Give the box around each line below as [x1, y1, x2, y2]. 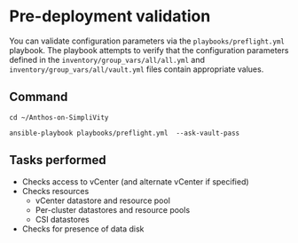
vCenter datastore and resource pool [35, 195, 171, 206]
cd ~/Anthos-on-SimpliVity [9, 113, 109, 121]
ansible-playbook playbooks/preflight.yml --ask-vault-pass [9, 129, 240, 137]
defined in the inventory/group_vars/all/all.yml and [9, 54, 206, 65]
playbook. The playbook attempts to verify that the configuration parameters [9, 44, 289, 55]
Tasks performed [9, 153, 106, 168]
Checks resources [21, 185, 90, 196]
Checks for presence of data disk [21, 223, 145, 234]
